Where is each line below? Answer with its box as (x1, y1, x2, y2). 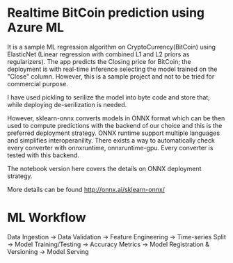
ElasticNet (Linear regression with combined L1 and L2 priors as (7, 50, 190, 58)
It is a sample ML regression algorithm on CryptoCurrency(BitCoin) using (7, 42, 216, 51)
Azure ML (7, 19, 65, 35)
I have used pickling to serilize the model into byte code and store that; (7, 93, 211, 102)
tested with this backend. (7, 151, 80, 159)
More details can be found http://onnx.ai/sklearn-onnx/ (7, 185, 166, 193)
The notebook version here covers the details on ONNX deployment (7, 164, 202, 173)
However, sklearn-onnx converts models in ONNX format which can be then (7, 113, 225, 122)
